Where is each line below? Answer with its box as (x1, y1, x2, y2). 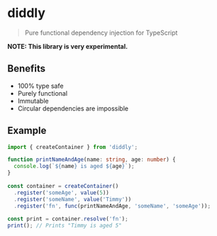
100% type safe (17, 82, 64, 90)
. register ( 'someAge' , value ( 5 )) (13, 189, 110, 196)
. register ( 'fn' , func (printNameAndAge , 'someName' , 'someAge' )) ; (13, 202, 211, 210)
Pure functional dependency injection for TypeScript (24, 28, 178, 37)
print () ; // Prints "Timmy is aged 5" (7, 222, 122, 230)
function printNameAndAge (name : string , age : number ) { (7, 156, 176, 164)
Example (7, 125, 47, 137)
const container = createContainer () (7, 182, 119, 189)
